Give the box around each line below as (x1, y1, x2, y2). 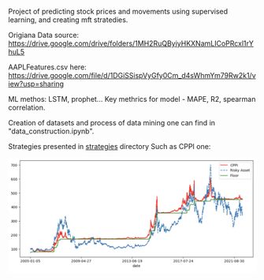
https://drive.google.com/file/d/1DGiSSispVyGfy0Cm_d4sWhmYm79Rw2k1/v (8, 71, 256, 80)
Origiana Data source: (8, 31, 80, 39)
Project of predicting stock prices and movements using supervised (8, 7, 229, 16)
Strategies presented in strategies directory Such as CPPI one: (8, 142, 211, 151)
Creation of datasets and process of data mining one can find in (8, 118, 215, 127)
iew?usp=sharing (8, 79, 65, 88)
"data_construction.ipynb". (8, 126, 95, 136)
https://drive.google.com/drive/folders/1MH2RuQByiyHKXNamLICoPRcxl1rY (8, 39, 254, 48)
